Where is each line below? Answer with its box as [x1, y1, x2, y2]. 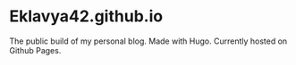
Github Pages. [9, 45, 62, 55]
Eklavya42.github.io [9, 6, 164, 27]
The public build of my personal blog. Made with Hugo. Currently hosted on [9, 36, 288, 46]
